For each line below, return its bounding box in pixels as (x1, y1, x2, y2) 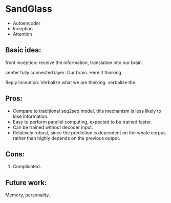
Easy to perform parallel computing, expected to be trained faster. (12, 118, 152, 125)
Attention (12, 31, 32, 37)
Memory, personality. (5, 192, 50, 198)
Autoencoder (12, 20, 41, 26)
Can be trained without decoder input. (12, 124, 93, 130)
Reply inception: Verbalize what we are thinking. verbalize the (5, 79, 136, 85)
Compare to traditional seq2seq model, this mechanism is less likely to (12, 108, 161, 114)
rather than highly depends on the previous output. (12, 135, 120, 141)
